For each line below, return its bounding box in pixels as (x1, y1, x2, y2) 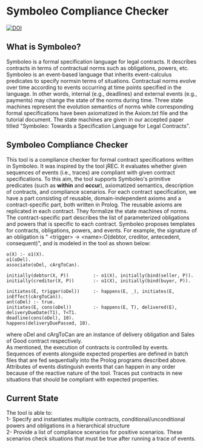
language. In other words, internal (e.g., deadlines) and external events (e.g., (6, 90, 198, 97)
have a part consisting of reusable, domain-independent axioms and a (6, 194, 182, 202)
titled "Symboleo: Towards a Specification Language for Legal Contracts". (6, 122, 191, 130)
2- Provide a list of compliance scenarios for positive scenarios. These (6, 429, 183, 436)
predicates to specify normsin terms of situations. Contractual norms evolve (6, 77, 196, 84)
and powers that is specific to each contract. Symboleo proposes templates (6, 220, 195, 228)
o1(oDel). (6, 256, 32, 263)
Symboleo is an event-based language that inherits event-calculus (6, 71, 172, 78)
